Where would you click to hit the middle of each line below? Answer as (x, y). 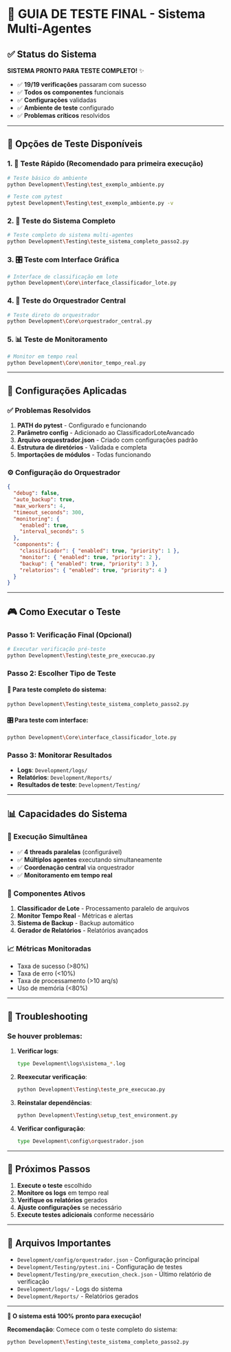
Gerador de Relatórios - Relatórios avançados (82, 931)
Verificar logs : (38, 1051)
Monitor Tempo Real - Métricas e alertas (75, 916)
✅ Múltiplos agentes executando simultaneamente (90, 859)
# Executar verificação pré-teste (57, 649)
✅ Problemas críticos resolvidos (64, 115)
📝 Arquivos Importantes (59, 1243)
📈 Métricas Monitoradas (49, 949)
